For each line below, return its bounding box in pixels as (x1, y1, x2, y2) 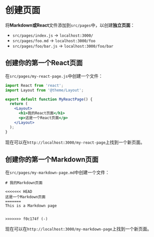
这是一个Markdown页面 (5, 194, 46, 200)
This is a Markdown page (5, 203, 57, 208)
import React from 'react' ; (5, 83, 64, 88)
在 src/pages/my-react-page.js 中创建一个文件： (5, 73, 103, 79)
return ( (9, 101, 28, 106)
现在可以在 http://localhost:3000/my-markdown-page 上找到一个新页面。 (5, 226, 152, 232)
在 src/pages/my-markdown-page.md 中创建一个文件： (5, 169, 110, 176)
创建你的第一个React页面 (5, 59, 83, 67)
